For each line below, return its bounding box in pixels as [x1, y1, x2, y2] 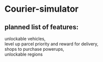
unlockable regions [4, 51, 43, 57]
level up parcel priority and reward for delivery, [4, 41, 99, 47]
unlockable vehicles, [4, 36, 46, 41]
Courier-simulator [4, 3, 79, 15]
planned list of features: [4, 23, 79, 31]
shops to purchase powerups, [4, 46, 64, 52]
